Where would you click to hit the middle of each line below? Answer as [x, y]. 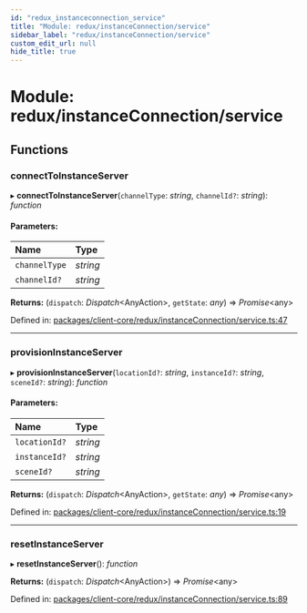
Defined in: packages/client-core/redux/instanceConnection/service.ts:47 [149, 321]
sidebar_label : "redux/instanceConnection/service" [110, 35]
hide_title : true [43, 52]
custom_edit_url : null [53, 43]
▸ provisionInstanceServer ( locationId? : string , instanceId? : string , [138, 372]
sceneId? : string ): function [59, 382]
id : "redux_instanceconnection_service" [88, 18]
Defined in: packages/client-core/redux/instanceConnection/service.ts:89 [149, 599]
